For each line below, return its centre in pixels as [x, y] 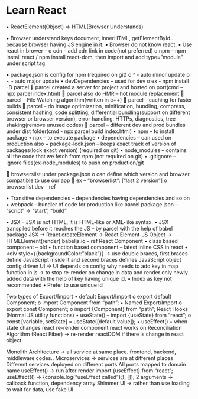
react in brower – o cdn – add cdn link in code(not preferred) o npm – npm [96, 50]
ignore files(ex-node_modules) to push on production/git [75, 163]
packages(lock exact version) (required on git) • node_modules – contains [97, 150]
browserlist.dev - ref [31, 186]
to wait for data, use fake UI [40, 389]
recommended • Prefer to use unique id [55, 285]
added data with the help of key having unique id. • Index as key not [89, 278]
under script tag [26, 63]
